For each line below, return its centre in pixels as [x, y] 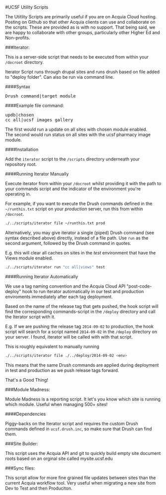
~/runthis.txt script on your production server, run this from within [74, 209]
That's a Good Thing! [27, 380]
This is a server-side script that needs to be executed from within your [77, 57]
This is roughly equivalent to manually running [52, 346]
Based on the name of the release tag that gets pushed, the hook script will [82, 306]
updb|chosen [20, 115]
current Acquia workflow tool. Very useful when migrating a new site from [81, 483]
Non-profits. [18, 38]
